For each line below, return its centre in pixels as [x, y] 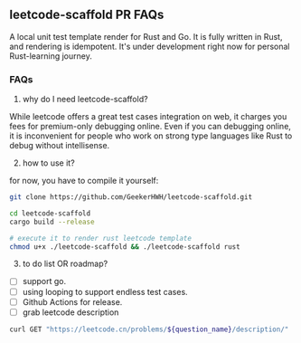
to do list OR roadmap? [65, 264]
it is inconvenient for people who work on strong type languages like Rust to [151, 136]
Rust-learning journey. [51, 56]
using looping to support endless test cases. [105, 291]
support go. [44, 281]
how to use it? [48, 163]
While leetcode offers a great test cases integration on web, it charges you [148, 117]
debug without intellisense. [60, 146]
